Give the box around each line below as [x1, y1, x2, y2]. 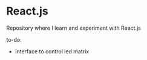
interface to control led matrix [15, 47, 90, 55]
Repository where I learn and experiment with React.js [6, 24, 141, 32]
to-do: [6, 36, 22, 43]
